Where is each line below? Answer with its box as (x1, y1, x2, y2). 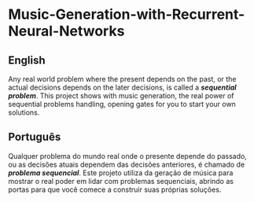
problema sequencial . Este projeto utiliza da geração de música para (8, 167, 234, 178)
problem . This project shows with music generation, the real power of (8, 91, 234, 100)
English (8, 53, 46, 67)
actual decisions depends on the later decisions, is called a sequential (8, 83, 237, 92)
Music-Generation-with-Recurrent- (8, 6, 245, 24)
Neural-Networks (8, 22, 125, 40)
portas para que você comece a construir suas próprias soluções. (8, 185, 222, 194)
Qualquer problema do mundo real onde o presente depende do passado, (8, 151, 248, 160)
